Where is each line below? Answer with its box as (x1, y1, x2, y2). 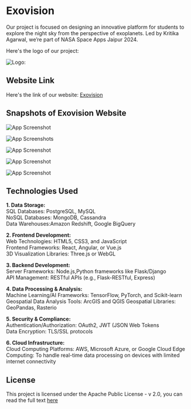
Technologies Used (6, 186, 78, 196)
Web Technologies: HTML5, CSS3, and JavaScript (6, 238, 127, 245)
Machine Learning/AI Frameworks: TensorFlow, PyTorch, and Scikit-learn (6, 292, 182, 299)
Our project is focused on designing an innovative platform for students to (6, 23, 185, 30)
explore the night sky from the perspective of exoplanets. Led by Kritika (6, 29, 179, 36)
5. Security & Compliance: (6, 315, 71, 323)
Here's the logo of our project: (6, 47, 79, 54)
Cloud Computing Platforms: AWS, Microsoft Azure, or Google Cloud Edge (6, 346, 186, 353)
